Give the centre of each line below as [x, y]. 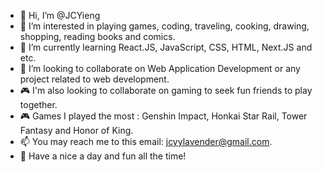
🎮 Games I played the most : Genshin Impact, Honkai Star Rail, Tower [163, 116]
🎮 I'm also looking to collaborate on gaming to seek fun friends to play [166, 90]
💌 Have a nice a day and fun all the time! [103, 156]
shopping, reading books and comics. [97, 36]
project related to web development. [94, 79]
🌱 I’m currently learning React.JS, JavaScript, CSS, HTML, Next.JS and [166, 47]
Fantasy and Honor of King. [76, 130]
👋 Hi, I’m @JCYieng [60, 15]
